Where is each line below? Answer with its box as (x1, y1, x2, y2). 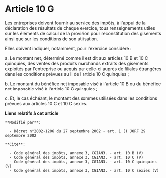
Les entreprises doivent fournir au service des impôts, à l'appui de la (5, 20, 146, 26)
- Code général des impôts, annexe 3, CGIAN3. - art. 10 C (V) (9, 155, 143, 160)
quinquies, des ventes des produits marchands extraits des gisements (5, 60, 149, 66)
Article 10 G (5, 3, 54, 15)
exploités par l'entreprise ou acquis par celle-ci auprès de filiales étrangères (5, 66, 162, 72)
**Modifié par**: (5, 120, 41, 125)
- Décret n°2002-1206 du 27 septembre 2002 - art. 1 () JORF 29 (9, 128, 146, 134)
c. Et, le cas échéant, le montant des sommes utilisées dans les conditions (5, 95, 158, 101)
